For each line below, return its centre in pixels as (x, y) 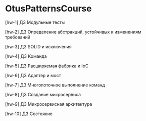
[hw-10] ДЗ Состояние (29, 114)
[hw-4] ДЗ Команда (26, 56)
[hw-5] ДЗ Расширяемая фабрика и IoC (47, 66)
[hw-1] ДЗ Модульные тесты (35, 22)
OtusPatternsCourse (49, 9)
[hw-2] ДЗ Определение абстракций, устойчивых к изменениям (73, 32)
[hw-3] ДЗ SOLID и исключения (38, 46)
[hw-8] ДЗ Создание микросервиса (43, 94)
